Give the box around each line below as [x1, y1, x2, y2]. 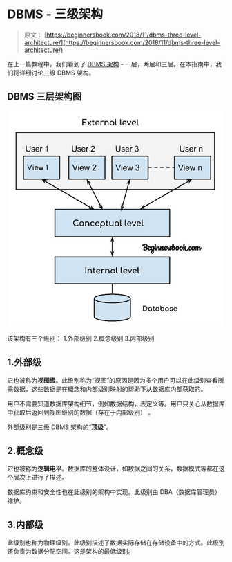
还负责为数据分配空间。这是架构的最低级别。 [7, 547, 135, 556]
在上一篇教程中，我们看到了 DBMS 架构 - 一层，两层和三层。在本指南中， [7, 60, 216, 68]
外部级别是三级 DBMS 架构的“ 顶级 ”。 [7, 423, 113, 431]
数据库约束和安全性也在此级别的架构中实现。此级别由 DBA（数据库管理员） [7, 488, 221, 496]
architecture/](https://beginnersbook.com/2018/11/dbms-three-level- [23, 38, 220, 46]
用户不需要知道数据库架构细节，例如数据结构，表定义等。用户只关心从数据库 [7, 399, 225, 408]
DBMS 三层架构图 [7, 91, 82, 102]
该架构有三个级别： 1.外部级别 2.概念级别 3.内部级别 [7, 334, 155, 343]
